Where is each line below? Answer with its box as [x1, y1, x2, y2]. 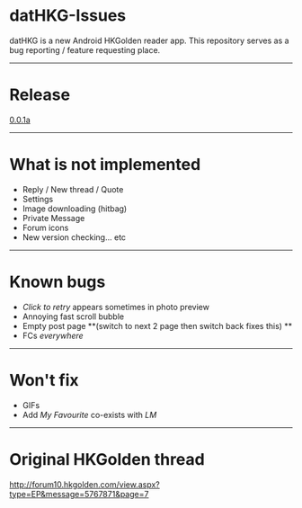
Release [9, 85, 70, 105]
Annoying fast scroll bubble [22, 311, 124, 322]
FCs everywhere [22, 330, 84, 341]
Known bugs [9, 272, 106, 292]
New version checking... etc [22, 231, 127, 243]
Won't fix [9, 370, 79, 390]
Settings [22, 193, 54, 204]
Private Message [22, 212, 85, 223]
